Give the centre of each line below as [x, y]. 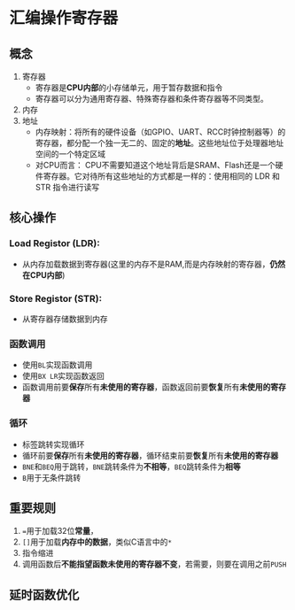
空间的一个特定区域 [70, 154]
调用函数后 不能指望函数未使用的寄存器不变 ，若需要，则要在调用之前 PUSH [154, 564]
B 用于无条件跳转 [51, 477]
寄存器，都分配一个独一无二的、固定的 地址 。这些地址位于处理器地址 [159, 143]
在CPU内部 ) [43, 274]
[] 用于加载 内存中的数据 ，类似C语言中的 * [97, 542]
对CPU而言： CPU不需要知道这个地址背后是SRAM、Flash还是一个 [155, 165]
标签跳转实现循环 [53, 444]
